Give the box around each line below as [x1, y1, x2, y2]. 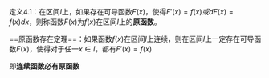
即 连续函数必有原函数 [9, 61, 79, 71]
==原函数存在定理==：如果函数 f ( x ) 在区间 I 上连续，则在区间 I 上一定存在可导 [9, 35, 255, 43]
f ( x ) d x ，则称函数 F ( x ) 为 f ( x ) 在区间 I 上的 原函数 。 [9, 17, 161, 27]
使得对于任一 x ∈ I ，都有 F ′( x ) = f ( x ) [36, 44, 153, 54]
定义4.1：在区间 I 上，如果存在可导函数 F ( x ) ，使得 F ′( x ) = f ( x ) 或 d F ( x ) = [9, 7, 234, 16]
